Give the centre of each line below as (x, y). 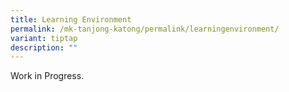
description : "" (44, 47)
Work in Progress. (47, 76)
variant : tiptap (44, 38)
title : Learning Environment (71, 19)
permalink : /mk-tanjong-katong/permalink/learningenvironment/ (145, 29)
